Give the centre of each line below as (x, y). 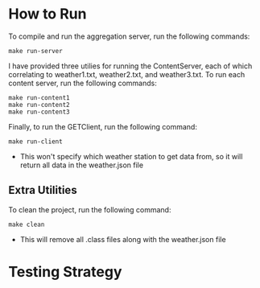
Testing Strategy (65, 272)
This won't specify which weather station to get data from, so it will (131, 156)
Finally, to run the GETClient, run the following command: (103, 126)
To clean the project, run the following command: (90, 209)
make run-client (35, 142)
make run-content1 (39, 97)
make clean (27, 224)
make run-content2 (39, 105)
